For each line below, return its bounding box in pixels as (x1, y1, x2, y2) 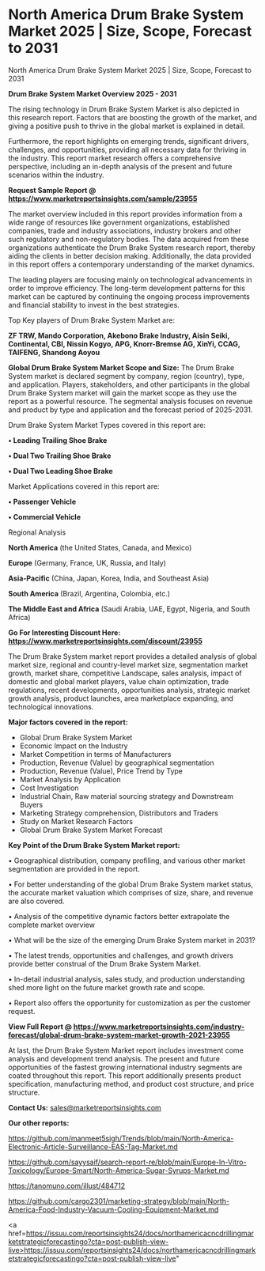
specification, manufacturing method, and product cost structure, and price (8, 1079, 255, 1088)
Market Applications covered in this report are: (8, 481, 160, 491)
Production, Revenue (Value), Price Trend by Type (19, 766, 184, 776)
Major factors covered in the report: (8, 717, 128, 727)
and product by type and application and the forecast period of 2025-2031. (8, 405, 253, 414)
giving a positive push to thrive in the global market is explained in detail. (8, 121, 245, 131)
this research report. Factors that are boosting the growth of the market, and (8, 112, 257, 122)
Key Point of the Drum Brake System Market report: (8, 840, 180, 849)
